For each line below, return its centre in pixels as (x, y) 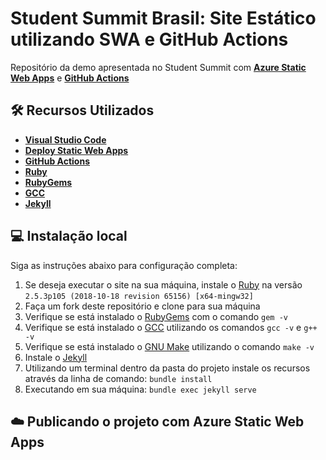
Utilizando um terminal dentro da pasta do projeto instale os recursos (167, 368)
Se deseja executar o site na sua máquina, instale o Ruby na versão (163, 284)
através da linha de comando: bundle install (118, 378)
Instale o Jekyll (56, 357)
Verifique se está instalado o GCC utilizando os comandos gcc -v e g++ (171, 327)
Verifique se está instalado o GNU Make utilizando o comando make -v (169, 346)
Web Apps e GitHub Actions (70, 78)
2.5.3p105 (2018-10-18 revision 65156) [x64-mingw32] (139, 296)
